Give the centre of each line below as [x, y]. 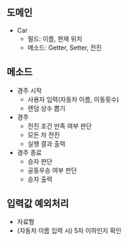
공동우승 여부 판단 [52, 170]
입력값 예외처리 [38, 204]
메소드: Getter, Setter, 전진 [64, 47]
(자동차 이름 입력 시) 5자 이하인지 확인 [69, 231]
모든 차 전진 [43, 135]
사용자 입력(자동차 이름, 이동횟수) [73, 99]
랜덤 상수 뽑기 [46, 108]
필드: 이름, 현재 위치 [55, 38]
